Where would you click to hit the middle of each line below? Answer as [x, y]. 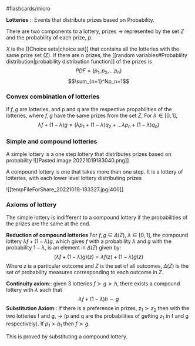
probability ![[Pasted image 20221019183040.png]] [68, 161]
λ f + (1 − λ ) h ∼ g [99, 299]
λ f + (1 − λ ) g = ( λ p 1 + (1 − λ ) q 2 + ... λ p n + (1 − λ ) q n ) [99, 125]
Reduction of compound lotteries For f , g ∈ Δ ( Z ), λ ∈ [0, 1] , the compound [97, 235]
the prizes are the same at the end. [48, 224]
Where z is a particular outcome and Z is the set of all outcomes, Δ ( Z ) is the [97, 266]
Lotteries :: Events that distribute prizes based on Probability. [80, 20]
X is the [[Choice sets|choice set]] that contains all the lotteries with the [93, 49]
